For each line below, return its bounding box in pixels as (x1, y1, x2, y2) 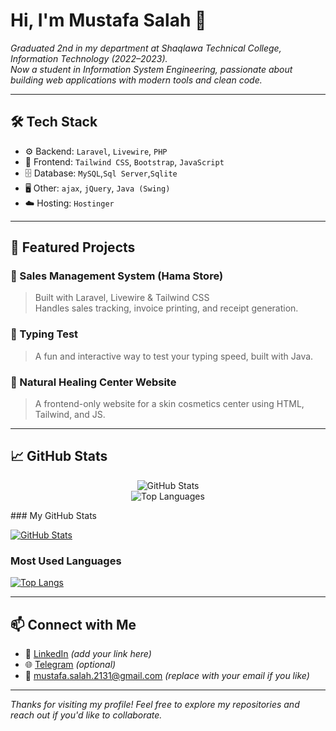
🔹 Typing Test (10, 327, 79, 341)
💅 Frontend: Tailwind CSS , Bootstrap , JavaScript (24, 155, 225, 168)
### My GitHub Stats (10, 509, 97, 521)
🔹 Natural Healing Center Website (10, 375, 177, 389)
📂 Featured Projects (10, 239, 136, 256)
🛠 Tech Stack (10, 114, 98, 131)
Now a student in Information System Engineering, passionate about (10, 63, 293, 75)
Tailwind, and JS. (34, 409, 106, 421)
